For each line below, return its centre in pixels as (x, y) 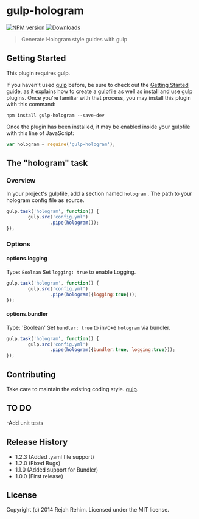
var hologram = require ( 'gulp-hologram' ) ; (61, 144)
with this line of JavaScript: (40, 133)
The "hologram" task (47, 163)
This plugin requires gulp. (38, 73)
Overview (21, 180)
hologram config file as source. (45, 200)
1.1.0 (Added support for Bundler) (57, 470)
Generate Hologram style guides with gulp (74, 39)
